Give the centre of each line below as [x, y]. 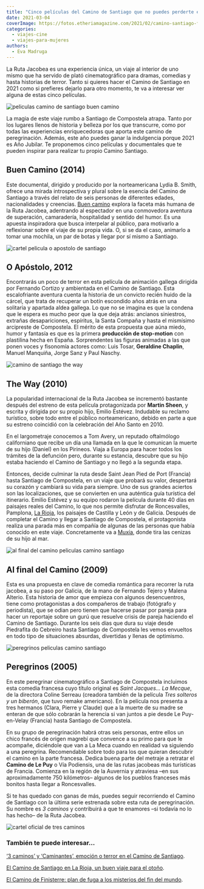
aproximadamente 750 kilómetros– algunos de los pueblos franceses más [98, 778]
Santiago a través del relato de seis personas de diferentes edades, [90, 197]
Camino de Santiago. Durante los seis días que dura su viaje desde [90, 623]
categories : [21, 29]
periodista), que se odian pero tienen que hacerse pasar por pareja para [97, 610]
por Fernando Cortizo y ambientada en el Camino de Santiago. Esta [90, 288]
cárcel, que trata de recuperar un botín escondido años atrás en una [92, 301]
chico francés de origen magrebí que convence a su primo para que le [94, 739]
